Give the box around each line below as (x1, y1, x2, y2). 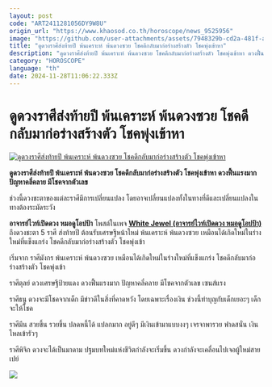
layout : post (9, 11, 53, 20)
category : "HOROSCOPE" (9, 57, 86, 65)
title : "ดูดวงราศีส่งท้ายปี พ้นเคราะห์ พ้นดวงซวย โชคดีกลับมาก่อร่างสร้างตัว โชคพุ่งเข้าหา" (9, 42, 227, 50)
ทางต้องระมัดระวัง (9, 202, 56, 212)
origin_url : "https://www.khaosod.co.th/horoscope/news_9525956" (9, 27, 233, 35)
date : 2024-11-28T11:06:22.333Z (9, 72, 118, 80)
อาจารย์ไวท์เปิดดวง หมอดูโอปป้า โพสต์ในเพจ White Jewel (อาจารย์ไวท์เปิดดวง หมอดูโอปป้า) (9, 218, 262, 228)
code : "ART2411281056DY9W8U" (9, 19, 107, 27)
